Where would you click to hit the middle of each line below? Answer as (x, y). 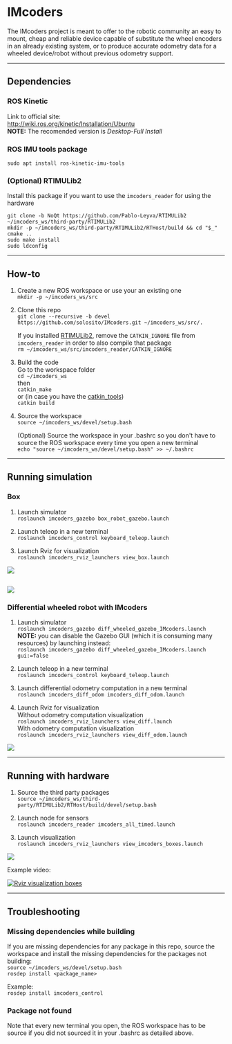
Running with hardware (58, 776)
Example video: (29, 870)
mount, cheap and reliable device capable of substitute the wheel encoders (115, 38)
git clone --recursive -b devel (64, 317)
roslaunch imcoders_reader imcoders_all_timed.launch (96, 825)
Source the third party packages (63, 793)
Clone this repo (39, 310)
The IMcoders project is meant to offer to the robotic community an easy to (114, 31)
